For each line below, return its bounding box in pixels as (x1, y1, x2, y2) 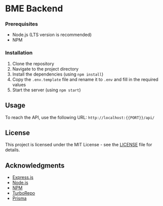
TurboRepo (12, 190, 36, 196)
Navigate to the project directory (12, 66, 79, 72)
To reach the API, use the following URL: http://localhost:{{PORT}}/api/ (5, 114, 155, 120)
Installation (5, 49, 33, 56)
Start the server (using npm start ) (12, 87, 81, 93)
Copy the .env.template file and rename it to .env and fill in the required (12, 76, 159, 82)
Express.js (12, 174, 34, 180)
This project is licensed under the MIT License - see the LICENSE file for (5, 142, 152, 148)
